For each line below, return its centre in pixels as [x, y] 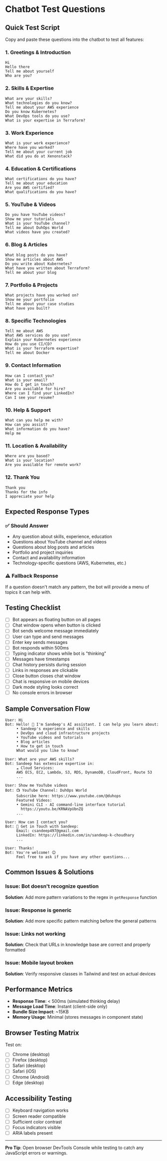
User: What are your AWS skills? [40, 759]
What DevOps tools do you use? [38, 116]
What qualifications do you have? [41, 192]
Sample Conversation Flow [48, 708]
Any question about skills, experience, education [62, 536]
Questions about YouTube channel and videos [59, 542]
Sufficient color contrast [37, 1122]
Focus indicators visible [37, 1127]
